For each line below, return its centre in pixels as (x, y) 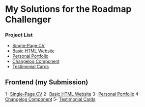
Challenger (28, 19)
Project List (19, 35)
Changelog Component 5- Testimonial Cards (50, 99)
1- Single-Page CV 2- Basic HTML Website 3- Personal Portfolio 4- (73, 94)
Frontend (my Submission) (47, 82)
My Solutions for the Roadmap (68, 9)
